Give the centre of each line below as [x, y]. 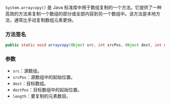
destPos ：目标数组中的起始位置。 [47, 90]
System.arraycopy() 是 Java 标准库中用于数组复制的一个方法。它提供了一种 [83, 7]
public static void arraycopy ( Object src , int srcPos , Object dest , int [83, 45]
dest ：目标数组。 [31, 84]
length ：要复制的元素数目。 [41, 96]
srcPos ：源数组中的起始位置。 [44, 77]
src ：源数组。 [27, 71]
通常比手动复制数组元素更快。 [45, 20]
